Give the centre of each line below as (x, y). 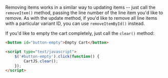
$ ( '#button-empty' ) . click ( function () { (57, 56)
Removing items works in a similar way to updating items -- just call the (80, 7)
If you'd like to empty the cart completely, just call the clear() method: (80, 33)
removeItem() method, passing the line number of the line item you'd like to (84, 13)
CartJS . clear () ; (41, 61)
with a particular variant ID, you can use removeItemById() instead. (75, 23)
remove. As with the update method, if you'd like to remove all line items (81, 18)
